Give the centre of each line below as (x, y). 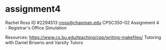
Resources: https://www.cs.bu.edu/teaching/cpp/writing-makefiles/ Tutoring (83, 37)
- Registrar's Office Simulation (36, 27)
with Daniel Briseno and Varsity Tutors (44, 42)
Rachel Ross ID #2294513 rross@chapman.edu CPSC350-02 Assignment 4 (82, 23)
